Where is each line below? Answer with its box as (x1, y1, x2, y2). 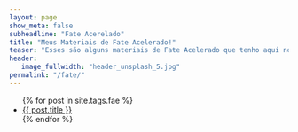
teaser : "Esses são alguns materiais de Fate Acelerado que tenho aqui (9, 46, 279, 55)
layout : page (9, 12, 58, 22)
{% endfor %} (21, 113, 74, 124)
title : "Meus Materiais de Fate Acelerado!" (9, 37, 176, 47)
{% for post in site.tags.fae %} (21, 95, 133, 105)
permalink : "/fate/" (9, 71, 86, 80)
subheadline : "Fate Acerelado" (9, 29, 125, 38)
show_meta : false (9, 21, 74, 30)
